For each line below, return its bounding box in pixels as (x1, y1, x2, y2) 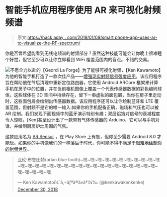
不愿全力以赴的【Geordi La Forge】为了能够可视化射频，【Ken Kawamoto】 (10, 67, 161, 73)
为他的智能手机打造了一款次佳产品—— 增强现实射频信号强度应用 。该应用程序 (5, 73, 162, 79)
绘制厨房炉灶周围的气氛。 (18, 123, 71, 129)
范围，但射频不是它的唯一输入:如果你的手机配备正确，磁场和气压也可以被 (9, 104, 159, 110)
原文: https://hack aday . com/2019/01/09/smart (17, 34, 114, 40)
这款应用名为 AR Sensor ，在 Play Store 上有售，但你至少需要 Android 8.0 (5, 133, 156, 139)
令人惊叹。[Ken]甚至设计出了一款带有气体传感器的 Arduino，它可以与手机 (5, 116, 156, 122)
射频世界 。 (9, 146, 31, 152)
